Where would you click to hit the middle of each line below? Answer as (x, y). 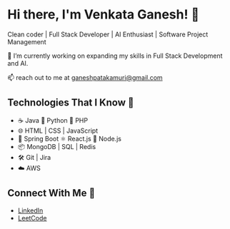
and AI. (18, 63)
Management (27, 41)
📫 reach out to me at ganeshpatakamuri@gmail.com (85, 77)
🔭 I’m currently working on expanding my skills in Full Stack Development (115, 56)
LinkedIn (30, 210)
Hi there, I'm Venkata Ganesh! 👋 (104, 15)
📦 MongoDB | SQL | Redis (57, 146)
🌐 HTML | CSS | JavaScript (58, 131)
